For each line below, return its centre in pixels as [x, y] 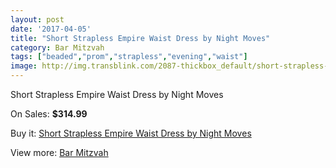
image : [24, 66]
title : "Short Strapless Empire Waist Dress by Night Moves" [140, 38]
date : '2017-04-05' [51, 29]
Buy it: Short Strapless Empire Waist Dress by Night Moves [131, 133]
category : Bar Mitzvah [57, 47]
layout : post [37, 19]
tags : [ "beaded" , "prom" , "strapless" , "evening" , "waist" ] [129, 57]
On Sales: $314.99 [49, 114]
